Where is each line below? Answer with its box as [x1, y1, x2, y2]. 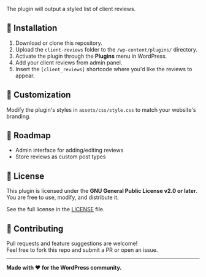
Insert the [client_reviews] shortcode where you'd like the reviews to [15, 65, 193, 72]
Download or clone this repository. [15, 39, 102, 47]
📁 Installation [6, 23, 58, 33]
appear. [15, 72, 35, 79]
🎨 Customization [6, 90, 71, 100]
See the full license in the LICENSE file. [6, 206, 105, 213]
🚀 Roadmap [6, 130, 51, 141]
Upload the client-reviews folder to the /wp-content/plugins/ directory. [15, 45, 198, 53]
